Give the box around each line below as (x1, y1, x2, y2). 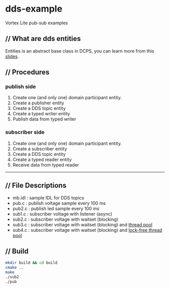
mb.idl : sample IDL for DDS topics (12, 194, 84, 200)
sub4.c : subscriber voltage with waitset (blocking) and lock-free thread (12, 227, 163, 233)
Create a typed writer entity (12, 111, 70, 117)
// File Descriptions (5, 181, 67, 190)
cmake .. (5, 265, 24, 270)
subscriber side (5, 129, 45, 136)
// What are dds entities (5, 34, 81, 43)
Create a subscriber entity (12, 145, 67, 152)
